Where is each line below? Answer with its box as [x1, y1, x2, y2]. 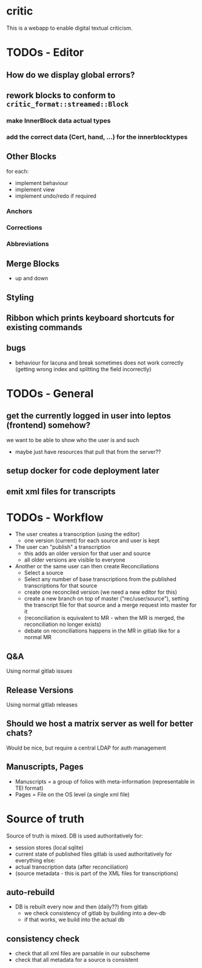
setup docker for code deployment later [6, 466, 160, 476]
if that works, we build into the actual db [24, 916, 125, 923]
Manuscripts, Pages [6, 762, 84, 772]
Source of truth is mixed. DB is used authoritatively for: [6, 832, 144, 839]
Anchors [6, 207, 33, 216]
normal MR [24, 634, 52, 641]
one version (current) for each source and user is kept [24, 537, 160, 544]
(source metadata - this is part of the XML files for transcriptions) [15, 869, 179, 877]
